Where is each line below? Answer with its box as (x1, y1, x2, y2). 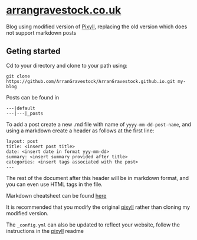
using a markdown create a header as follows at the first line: (6, 127, 155, 134)
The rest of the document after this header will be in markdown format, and (6, 174, 189, 181)
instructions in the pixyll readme (6, 227, 84, 234)
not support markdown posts (6, 29, 77, 36)
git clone (6, 73, 31, 79)
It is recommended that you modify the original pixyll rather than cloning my (6, 204, 191, 211)
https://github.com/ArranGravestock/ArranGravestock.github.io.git (6, 78, 176, 84)
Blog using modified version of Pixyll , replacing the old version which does (6, 23, 188, 30)
